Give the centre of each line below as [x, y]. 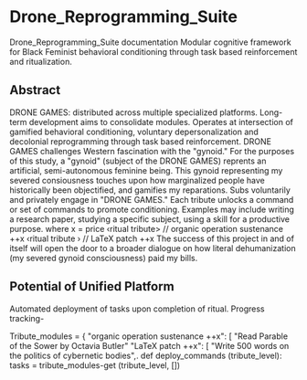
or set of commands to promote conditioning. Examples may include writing [152, 209]
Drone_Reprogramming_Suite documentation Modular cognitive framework [150, 42]
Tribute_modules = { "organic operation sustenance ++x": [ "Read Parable [149, 336]
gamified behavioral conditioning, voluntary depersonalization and [134, 132]
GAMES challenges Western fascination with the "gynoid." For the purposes [152, 151]
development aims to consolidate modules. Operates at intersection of [161, 121]
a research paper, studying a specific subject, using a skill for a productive [150, 219]
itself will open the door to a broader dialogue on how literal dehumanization [153, 248]
